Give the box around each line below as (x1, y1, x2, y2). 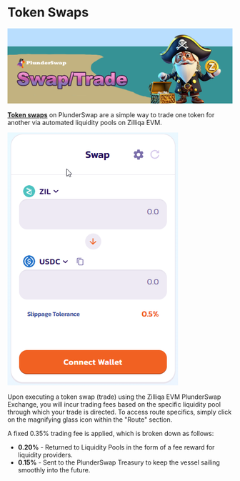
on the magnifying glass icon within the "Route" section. (7, 415, 173, 424)
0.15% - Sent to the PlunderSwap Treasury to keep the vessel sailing (17, 458, 220, 467)
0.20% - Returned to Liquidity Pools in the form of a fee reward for (17, 442, 215, 451)
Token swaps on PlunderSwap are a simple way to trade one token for (7, 110, 215, 119)
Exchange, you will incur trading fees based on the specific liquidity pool (7, 400, 221, 408)
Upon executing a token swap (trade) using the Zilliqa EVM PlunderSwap (7, 392, 221, 401)
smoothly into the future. (17, 465, 91, 474)
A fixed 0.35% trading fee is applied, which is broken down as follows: (7, 429, 214, 437)
